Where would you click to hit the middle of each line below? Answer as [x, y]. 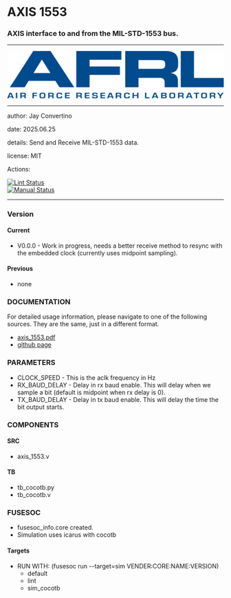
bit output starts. [41, 407]
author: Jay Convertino [40, 116]
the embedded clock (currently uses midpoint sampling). [97, 253]
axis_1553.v [33, 456]
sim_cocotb [44, 588]
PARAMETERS [31, 363]
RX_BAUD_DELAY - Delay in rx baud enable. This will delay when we [114, 385]
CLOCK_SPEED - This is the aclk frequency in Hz [86, 377]
